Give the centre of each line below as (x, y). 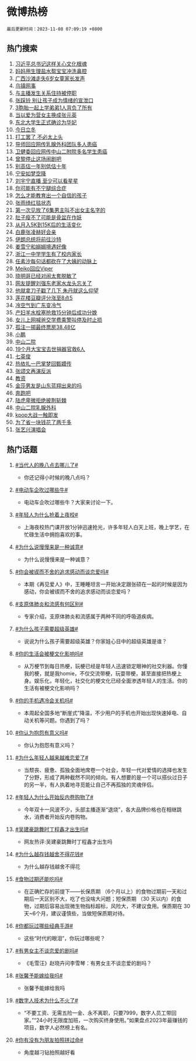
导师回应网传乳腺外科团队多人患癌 (56, 144)
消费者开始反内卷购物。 (62, 816)
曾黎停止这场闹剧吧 (38, 159)
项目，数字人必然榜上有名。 (57, 1027)
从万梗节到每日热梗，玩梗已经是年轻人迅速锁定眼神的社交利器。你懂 (106, 666)
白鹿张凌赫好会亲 (36, 232)
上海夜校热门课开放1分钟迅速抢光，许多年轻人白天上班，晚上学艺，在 (107, 527)
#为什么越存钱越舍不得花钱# (49, 854)
